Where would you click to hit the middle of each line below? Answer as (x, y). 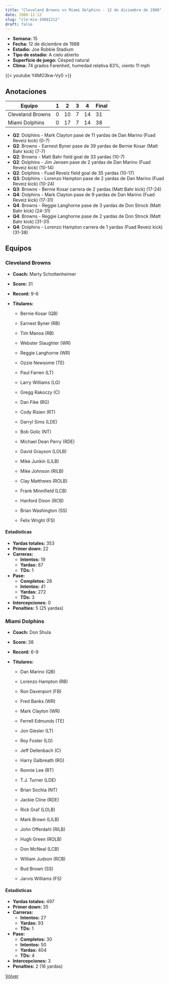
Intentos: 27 (33, 918)
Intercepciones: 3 (32, 961)
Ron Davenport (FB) (41, 692)
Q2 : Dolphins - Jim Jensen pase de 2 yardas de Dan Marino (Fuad (81, 162)
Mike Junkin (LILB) (39, 461)
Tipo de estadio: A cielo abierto (46, 55)
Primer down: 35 (30, 907)
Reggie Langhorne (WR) (45, 353)
